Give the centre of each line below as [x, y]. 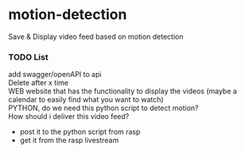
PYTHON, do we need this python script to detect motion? [103, 108]
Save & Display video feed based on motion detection [96, 36]
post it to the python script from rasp [80, 132]
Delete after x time [39, 83]
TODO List [29, 57]
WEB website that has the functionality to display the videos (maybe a [122, 91]
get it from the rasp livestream [69, 140]
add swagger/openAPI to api [55, 75]
